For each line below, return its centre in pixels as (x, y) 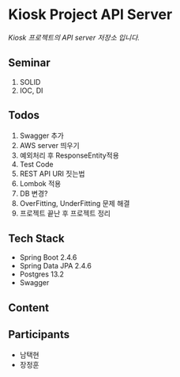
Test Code (36, 164)
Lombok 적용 (40, 183)
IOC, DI (31, 90)
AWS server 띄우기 (50, 145)
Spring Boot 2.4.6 (48, 257)
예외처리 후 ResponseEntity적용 (69, 155)
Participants (39, 335)
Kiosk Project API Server (90, 15)
